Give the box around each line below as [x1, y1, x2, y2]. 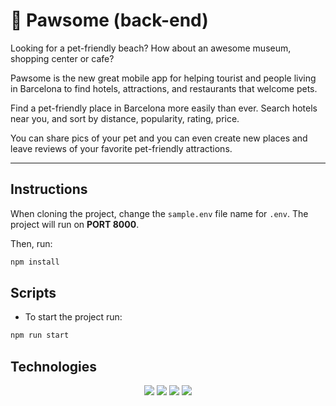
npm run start [10, 330, 70, 341]
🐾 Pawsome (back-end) [10, 9, 209, 32]
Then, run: [10, 237, 53, 249]
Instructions [10, 181, 88, 198]
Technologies [10, 358, 98, 375]
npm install [10, 257, 60, 267]
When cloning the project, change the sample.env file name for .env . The [10, 207, 309, 219]
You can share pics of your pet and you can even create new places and [10, 132, 308, 144]
